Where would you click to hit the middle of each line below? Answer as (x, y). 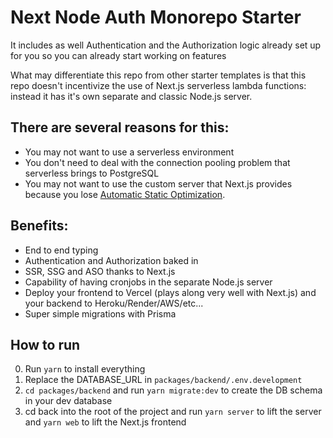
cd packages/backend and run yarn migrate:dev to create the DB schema (173, 390)
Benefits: (39, 226)
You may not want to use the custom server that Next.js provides (158, 183)
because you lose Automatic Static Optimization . (125, 194)
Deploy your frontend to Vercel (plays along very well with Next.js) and (170, 292)
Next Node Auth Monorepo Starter (156, 17)
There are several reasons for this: (120, 127)
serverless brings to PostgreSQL (92, 173)
